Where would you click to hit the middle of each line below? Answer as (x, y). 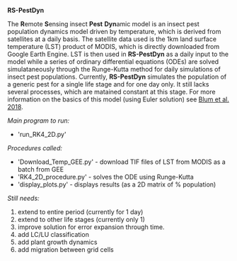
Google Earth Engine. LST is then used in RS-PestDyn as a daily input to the (118, 54)
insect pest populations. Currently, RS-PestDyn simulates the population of (117, 77)
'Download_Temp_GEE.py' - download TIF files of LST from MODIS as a (122, 162)
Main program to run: (38, 121)
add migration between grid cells (66, 250)
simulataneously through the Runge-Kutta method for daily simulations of (114, 69)
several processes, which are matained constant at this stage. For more (111, 92)
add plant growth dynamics (57, 242)
